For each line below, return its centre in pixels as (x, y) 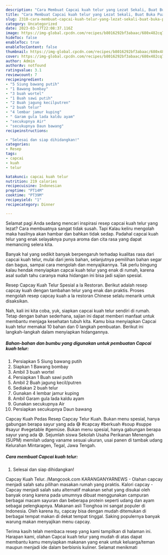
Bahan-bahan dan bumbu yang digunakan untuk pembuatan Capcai (79, 343)
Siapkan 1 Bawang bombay (41, 366)
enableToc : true (22, 42)
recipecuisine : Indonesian (34, 186)
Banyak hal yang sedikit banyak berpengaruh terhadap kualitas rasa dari (80, 254)
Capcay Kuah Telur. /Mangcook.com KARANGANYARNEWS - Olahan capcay (84, 479)
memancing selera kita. (30, 244)
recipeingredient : (25, 79)
